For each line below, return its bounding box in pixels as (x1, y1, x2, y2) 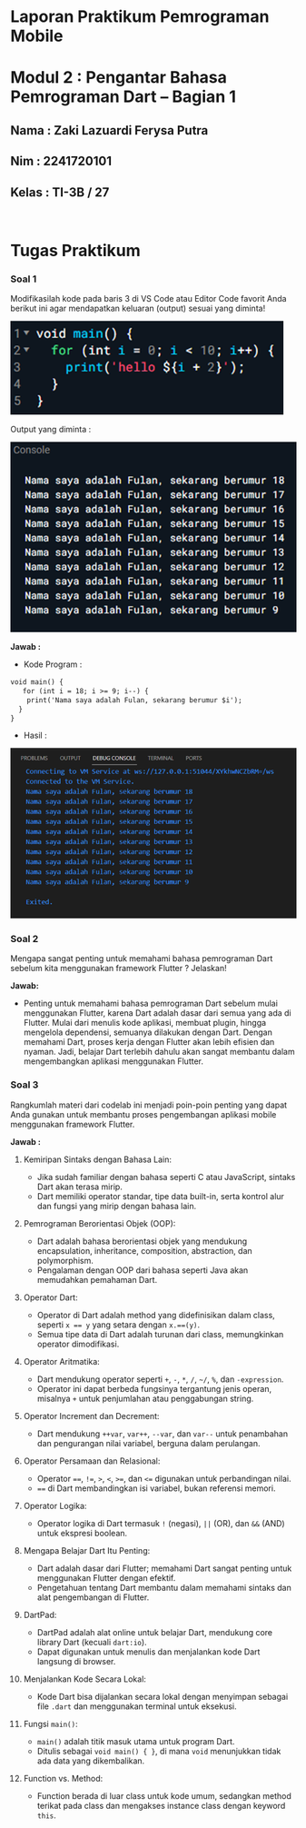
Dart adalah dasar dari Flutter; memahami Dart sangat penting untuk (36, 1563, 292, 1574)
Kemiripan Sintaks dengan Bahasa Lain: (23, 1154, 172, 1165)
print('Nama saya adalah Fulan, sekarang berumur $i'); (26, 695, 243, 705)
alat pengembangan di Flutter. (36, 1592, 150, 1603)
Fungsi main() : (23, 1718, 78, 1729)
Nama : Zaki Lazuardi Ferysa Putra (10, 123, 209, 138)
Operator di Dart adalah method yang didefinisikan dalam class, (36, 1309, 275, 1320)
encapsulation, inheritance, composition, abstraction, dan (36, 1245, 252, 1256)
